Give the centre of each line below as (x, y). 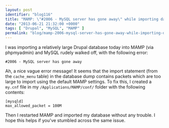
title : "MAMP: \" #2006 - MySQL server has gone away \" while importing (82, 19)
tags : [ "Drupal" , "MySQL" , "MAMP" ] (45, 28)
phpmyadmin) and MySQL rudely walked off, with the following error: (77, 52)
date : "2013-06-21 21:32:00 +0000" (43, 24)
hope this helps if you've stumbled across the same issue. (65, 120)
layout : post (19, 10)
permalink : (17, 33)
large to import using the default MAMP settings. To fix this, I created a (78, 81)
